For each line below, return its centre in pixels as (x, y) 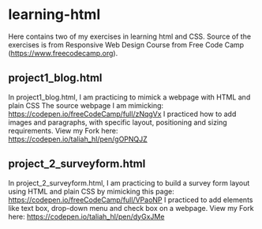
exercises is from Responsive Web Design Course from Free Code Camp (126, 44)
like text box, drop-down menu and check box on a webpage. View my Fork (131, 208)
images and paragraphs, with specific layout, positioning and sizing (118, 122)
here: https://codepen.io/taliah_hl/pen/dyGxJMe (86, 216)
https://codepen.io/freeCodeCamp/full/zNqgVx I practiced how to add (122, 114)
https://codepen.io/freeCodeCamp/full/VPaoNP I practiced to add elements (131, 200)
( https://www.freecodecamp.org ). (63, 53)
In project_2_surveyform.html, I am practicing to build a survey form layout (129, 182)
